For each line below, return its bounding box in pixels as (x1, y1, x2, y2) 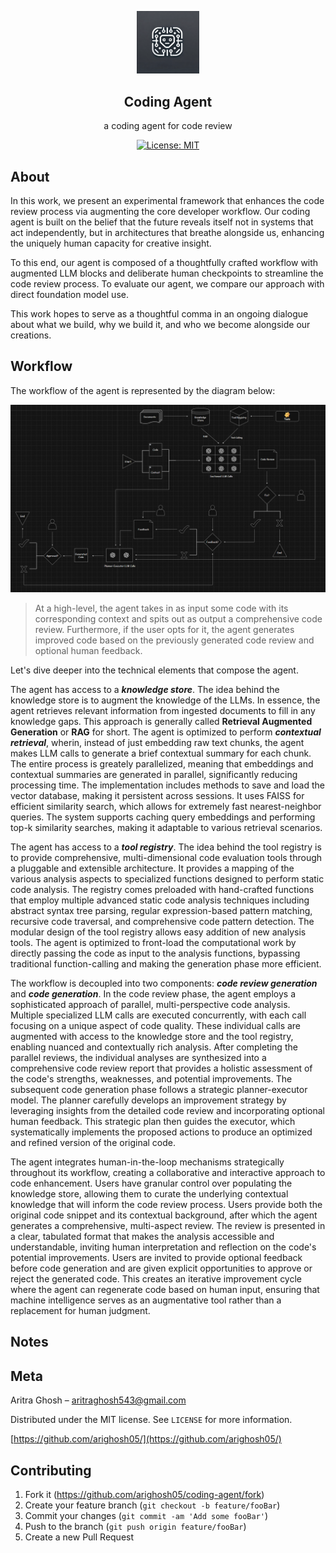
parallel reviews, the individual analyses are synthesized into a (10, 1052, 267, 1064)
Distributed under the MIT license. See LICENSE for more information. (10, 1414, 293, 1426)
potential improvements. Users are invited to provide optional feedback (10, 1252, 303, 1264)
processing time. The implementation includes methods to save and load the (10, 779, 325, 791)
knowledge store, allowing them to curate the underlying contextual (10, 1188, 289, 1200)
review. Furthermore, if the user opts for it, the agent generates (34, 624, 295, 636)
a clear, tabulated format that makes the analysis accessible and (10, 1231, 275, 1243)
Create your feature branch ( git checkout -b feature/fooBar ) (24, 1499, 281, 1511)
